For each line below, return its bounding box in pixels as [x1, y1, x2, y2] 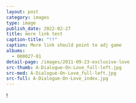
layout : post [6, 8, 39, 15]
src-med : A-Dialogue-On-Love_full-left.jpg [6, 70, 117, 76]
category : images [6, 14, 50, 20]
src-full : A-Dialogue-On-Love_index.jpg [6, 75, 109, 81]
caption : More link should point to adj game [6, 43, 122, 49]
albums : [6, 48, 26, 54]
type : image [6, 20, 36, 26]
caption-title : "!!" [6, 37, 58, 43]
